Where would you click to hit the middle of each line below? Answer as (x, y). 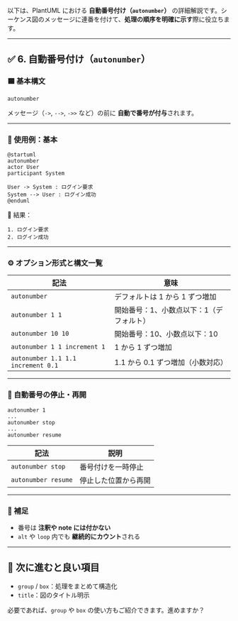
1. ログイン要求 (28, 229)
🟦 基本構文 (27, 82)
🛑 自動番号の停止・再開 (47, 395)
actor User (23, 167)
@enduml (19, 201)
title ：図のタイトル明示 (53, 595)
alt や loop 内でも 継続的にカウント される (79, 536)
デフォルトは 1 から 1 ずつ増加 (165, 297)
